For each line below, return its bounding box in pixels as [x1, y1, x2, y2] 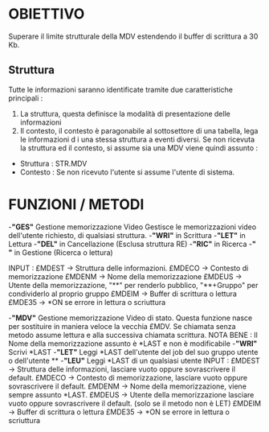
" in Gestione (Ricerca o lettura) [8, 247, 114, 257]
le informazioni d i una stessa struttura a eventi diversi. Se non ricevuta [19, 134, 255, 144]
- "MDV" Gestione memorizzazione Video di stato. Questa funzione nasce [8, 313, 253, 323]
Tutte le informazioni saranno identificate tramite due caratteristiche [8, 84, 233, 94]
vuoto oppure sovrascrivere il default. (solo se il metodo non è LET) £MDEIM [8, 398, 262, 408]
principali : [8, 93, 43, 103]
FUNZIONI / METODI [8, 195, 145, 213]
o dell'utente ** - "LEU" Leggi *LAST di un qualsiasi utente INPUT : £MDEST [8, 356, 261, 365]
